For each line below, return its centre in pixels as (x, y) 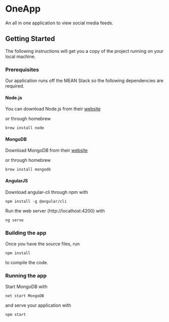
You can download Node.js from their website (53, 109)
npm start (16, 315)
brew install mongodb (28, 170)
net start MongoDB (25, 296)
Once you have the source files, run (43, 243)
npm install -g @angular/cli (36, 201)
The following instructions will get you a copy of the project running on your (84, 51)
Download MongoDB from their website (46, 151)
